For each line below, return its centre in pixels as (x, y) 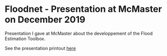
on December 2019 (45, 20)
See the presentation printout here (40, 48)
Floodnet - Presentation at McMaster (83, 9)
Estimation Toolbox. (25, 39)
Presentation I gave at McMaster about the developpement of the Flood (79, 33)
